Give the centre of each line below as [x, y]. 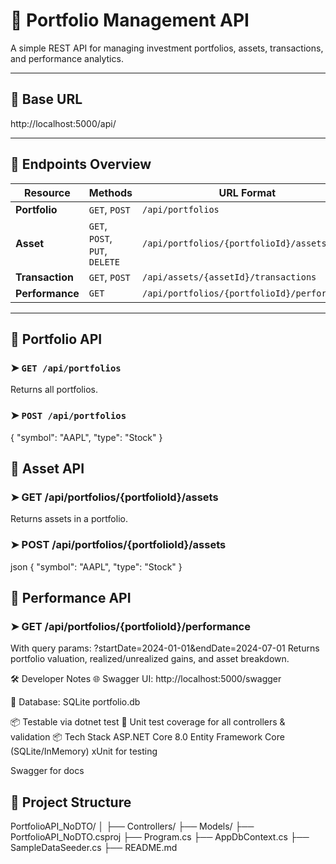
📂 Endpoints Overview [81, 164]
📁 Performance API [71, 597]
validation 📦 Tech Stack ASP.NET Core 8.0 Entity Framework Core [147, 737]
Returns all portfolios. [54, 390]
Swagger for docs [47, 771]
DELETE [104, 262]
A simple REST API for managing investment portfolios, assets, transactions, [167, 48]
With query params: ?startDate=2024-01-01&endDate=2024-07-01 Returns [165, 648]
